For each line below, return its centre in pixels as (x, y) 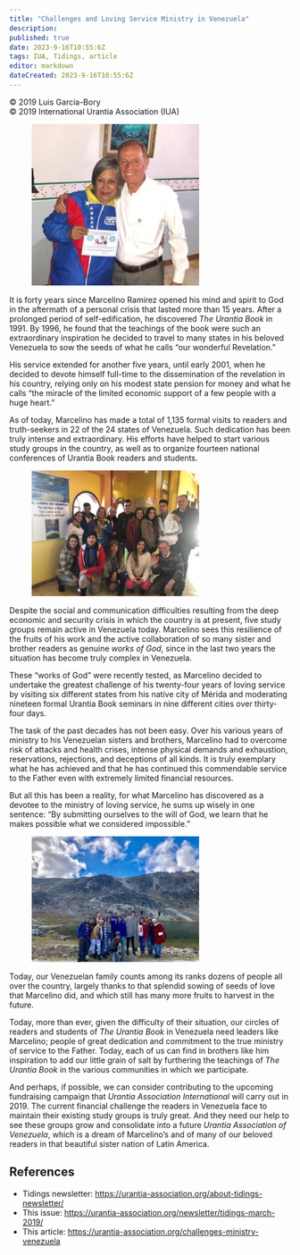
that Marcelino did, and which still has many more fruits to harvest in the (142, 995)
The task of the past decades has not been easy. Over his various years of (146, 730)
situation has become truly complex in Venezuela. (100, 658)
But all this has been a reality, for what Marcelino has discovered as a (137, 795)
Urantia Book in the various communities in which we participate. (129, 1069)
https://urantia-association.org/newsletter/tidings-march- (170, 1212)
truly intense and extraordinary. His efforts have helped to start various (140, 439)
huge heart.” (32, 402)
